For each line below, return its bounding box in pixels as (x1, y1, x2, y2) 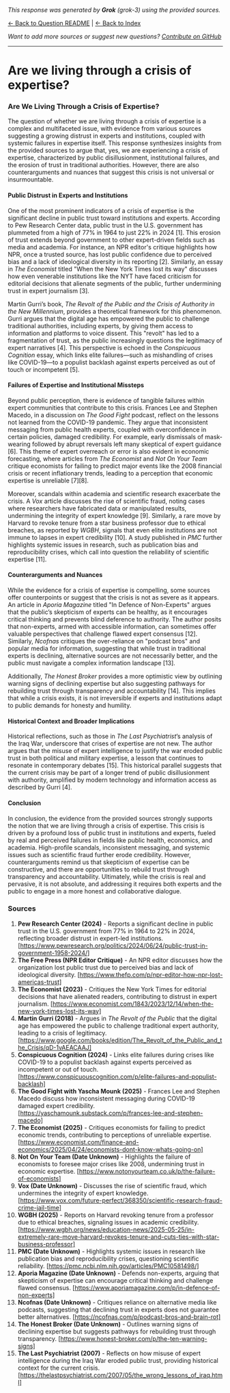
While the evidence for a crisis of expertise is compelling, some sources (8, 586, 210, 595)
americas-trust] (17, 978, 62, 986)
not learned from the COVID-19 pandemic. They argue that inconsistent (8, 418, 208, 426)
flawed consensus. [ (17, 1283, 75, 1292)
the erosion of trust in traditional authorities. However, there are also (8, 161, 200, 169)
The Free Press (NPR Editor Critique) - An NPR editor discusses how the (17, 956, 223, 964)
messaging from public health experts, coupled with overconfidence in (8, 425, 207, 434)
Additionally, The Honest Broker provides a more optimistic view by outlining (8, 672, 222, 680)
